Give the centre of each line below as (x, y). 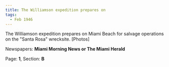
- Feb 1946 (21, 19)
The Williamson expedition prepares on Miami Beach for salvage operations (84, 34)
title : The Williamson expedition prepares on (55, 10)
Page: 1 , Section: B (25, 59)
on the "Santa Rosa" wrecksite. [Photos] (48, 39)
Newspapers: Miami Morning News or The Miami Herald (65, 49)
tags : (11, 15)
